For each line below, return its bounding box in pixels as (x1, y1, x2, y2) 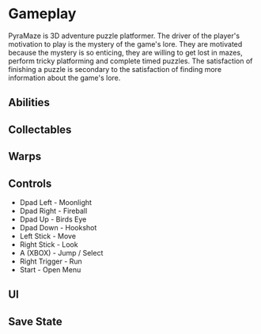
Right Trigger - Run (19, 256, 83, 266)
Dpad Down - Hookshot (19, 222, 97, 232)
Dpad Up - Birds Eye (19, 214, 87, 224)
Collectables (8, 123, 72, 136)
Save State (8, 314, 63, 328)
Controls (8, 176, 52, 190)
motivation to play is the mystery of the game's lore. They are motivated (8, 39, 243, 48)
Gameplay (8, 5, 77, 23)
